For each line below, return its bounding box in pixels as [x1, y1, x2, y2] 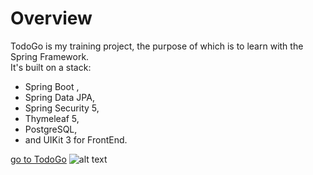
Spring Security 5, [24, 102, 100, 114]
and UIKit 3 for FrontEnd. [24, 133, 128, 146]
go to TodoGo [10, 153, 67, 165]
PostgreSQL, [24, 123, 78, 135]
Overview [10, 7, 93, 30]
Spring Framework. [10, 50, 90, 62]
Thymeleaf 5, [24, 112, 80, 124]
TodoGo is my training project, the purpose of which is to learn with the [10, 40, 304, 52]
